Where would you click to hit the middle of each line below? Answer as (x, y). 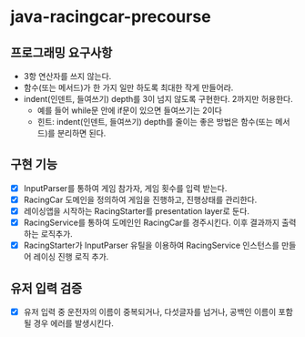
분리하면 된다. (81, 133)
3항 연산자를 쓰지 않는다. (67, 76)
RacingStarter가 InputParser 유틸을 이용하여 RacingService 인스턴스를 (152, 245)
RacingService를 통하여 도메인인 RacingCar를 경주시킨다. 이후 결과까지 (152, 222)
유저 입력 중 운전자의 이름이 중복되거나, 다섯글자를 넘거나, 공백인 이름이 (150, 311)
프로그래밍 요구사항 (61, 52)
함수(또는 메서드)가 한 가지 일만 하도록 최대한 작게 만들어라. (128, 87)
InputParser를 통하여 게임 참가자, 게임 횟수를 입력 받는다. (125, 188)
